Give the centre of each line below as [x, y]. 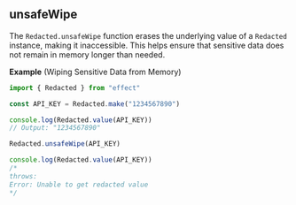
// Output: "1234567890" [55, 128]
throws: [23, 176]
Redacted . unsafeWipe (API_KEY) [65, 144]
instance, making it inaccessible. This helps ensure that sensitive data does [147, 45]
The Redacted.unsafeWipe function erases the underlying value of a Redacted [148, 35]
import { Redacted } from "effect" [75, 87]
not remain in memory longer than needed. [87, 54]
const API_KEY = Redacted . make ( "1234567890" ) [94, 104]
